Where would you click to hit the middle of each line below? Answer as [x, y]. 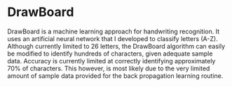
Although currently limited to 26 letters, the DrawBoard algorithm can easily [116, 46]
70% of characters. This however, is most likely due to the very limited [109, 68]
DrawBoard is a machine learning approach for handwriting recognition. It [113, 31]
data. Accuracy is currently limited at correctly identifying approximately [111, 61]
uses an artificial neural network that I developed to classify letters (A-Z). [113, 38]
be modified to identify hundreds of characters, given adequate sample [110, 54]
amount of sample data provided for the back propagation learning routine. [115, 76]
